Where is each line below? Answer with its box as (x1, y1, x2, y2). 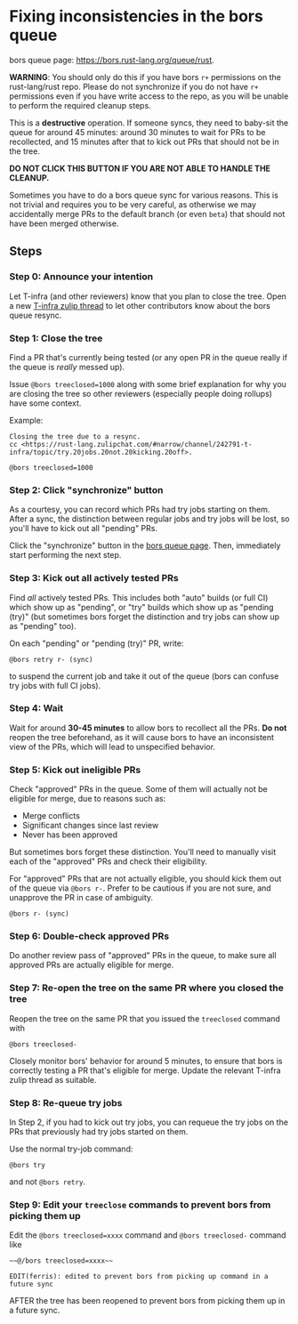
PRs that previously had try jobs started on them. (9, 1126, 189, 1136)
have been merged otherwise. (9, 218, 119, 229)
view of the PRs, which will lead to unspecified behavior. (9, 741, 216, 752)
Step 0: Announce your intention (9, 270, 154, 283)
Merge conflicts (21, 811, 80, 821)
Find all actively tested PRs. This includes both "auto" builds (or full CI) (9, 592, 269, 602)
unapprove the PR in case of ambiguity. (9, 892, 154, 903)
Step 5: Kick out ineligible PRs (9, 763, 141, 776)
